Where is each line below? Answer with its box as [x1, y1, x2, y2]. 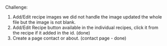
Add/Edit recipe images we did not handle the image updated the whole [12, 14, 162, 19]
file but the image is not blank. [12, 19, 76, 25]
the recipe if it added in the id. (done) [12, 30, 90, 35]
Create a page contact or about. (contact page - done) [12, 35, 127, 41]
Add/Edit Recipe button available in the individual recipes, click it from [12, 24, 158, 30]
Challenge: [5, 4, 28, 10]
